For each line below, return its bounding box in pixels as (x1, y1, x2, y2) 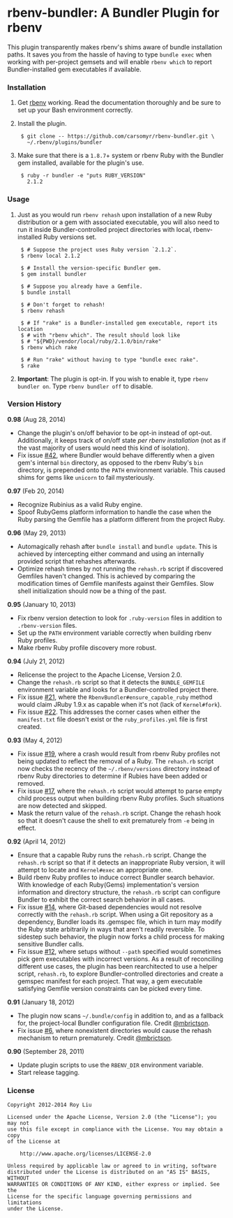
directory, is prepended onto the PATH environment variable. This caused (17, 466, 225, 474)
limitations (7, 1199, 42, 1206)
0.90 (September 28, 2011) (7, 1047, 85, 1055)
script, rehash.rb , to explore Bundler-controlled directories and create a (17, 969, 223, 978)
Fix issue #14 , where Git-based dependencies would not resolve (17, 902, 202, 911)
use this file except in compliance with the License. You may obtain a (7, 1126, 223, 1133)
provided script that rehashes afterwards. (17, 557, 137, 565)
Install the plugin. (17, 119, 67, 128)
